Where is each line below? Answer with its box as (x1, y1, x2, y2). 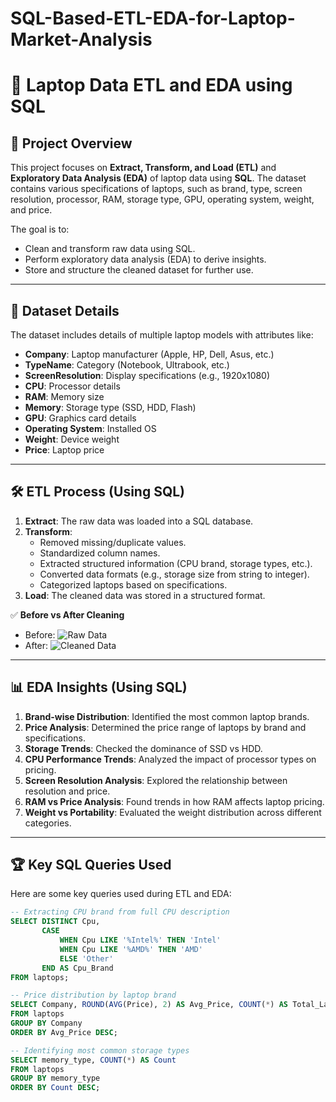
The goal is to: (10, 223, 70, 236)
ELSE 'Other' (59, 953, 114, 964)
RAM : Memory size (24, 391, 105, 402)
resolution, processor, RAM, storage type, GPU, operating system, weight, (10, 193, 315, 206)
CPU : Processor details (24, 380, 121, 392)
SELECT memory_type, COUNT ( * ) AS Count (10, 1055, 177, 1065)
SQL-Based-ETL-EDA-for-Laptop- (10, 7, 296, 30)
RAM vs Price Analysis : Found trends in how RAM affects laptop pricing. (24, 795, 325, 807)
